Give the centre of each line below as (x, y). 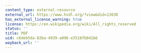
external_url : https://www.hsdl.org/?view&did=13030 (62, 15)
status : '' (17, 29)
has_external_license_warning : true (44, 19)
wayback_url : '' (22, 43)
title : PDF (17, 33)
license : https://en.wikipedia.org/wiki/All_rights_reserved (71, 24)
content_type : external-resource (40, 10)
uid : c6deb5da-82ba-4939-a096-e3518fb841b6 (52, 38)
